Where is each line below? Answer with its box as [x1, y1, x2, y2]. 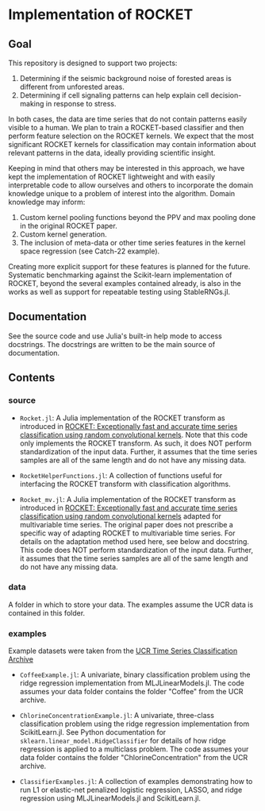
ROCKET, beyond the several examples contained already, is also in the [8, 279, 242, 288]
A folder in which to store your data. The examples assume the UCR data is [8, 600, 254, 609]
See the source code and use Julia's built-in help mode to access [8, 331, 222, 341]
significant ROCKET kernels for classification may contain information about [8, 140, 256, 149]
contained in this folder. [8, 608, 86, 617]
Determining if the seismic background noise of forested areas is [19, 74, 232, 83]
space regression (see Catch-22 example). [19, 246, 160, 256]
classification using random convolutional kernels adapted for [19, 511, 222, 521]
